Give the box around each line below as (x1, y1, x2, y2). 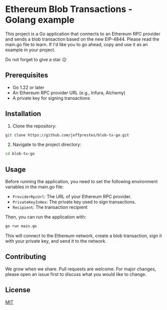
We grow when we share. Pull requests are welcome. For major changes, (5, 266, 156, 272)
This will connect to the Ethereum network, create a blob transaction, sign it (5, 233, 162, 239)
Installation (5, 109, 41, 118)
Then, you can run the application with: (5, 214, 87, 220)
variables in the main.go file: (5, 184, 64, 190)
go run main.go (5, 224, 37, 229)
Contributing (5, 252, 46, 261)
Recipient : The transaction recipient (12, 204, 88, 210)
